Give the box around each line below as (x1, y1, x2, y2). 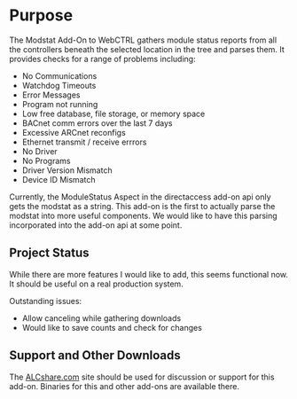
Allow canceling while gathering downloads (21, 312, 182, 324)
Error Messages (21, 90, 81, 100)
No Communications (21, 70, 98, 81)
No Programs (21, 155, 71, 166)
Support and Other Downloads (9, 348, 181, 364)
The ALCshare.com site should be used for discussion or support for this (9, 372, 275, 382)
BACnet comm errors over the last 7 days (21, 117, 173, 129)
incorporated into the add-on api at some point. (9, 219, 183, 231)
